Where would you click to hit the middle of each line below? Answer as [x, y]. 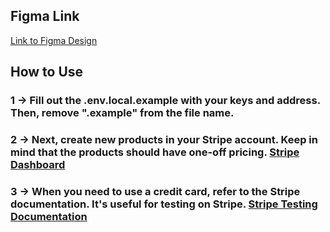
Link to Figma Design [54, 40]
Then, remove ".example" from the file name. [122, 113]
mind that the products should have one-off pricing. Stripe [155, 152]
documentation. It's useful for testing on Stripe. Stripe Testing [164, 204]
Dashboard [38, 165]
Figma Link [45, 16]
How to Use [47, 72]
